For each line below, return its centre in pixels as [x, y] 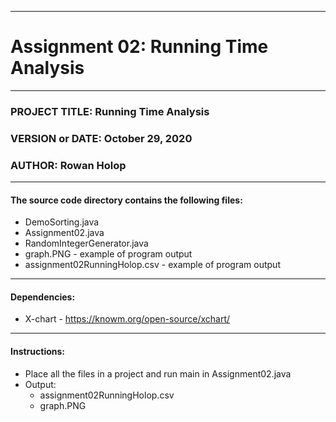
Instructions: [38, 352]
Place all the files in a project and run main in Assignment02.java [158, 373]
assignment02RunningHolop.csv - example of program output [152, 265]
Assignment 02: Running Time [139, 47]
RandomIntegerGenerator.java [86, 243]
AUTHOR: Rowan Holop [68, 165]
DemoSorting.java [62, 222]
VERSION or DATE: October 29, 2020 [101, 138]
